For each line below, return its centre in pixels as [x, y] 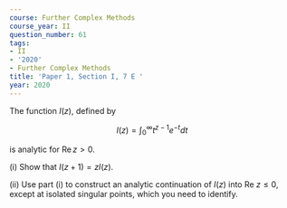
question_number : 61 [48, 34]
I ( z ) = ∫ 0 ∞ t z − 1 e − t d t [152, 130]
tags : [19, 43]
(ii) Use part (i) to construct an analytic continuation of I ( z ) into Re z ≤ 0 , [144, 184]
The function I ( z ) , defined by [62, 110]
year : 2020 [30, 85]
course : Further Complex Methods [72, 18]
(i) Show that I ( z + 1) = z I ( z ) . [62, 167]
